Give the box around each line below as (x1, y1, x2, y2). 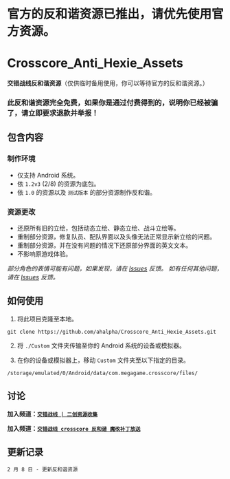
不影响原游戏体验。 (16, 250, 72, 258)
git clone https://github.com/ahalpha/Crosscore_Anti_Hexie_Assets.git (7, 328, 216, 335)
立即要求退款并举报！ (28, 108, 99, 118)
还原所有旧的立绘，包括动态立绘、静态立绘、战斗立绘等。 (16, 224, 180, 233)
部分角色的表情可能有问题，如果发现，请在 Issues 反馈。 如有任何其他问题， (7, 264, 223, 273)
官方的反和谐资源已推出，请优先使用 (7, 6, 212, 22)
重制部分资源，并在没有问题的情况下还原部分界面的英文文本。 (16, 242, 192, 250)
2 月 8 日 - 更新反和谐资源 (7, 466, 78, 473)
